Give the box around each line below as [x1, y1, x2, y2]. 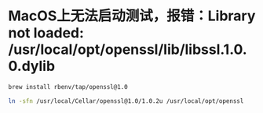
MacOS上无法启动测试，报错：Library [8, 7, 256, 25]
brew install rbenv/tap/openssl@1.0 [8, 83, 128, 90]
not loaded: [8, 24, 85, 42]
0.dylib [8, 58, 56, 75]
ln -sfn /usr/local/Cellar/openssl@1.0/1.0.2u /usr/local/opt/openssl [8, 97, 244, 105]
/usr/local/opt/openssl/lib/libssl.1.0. [8, 41, 247, 58]
